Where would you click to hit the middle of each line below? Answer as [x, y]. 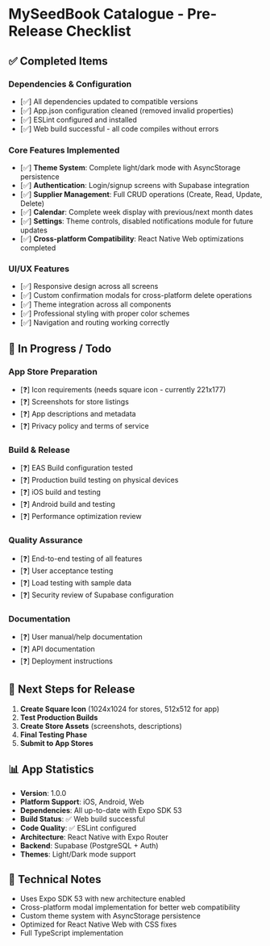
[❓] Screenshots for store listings [74, 402]
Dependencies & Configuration [70, 84]
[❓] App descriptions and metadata [78, 414]
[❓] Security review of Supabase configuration [97, 595]
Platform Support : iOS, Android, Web [82, 802]
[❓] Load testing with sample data [75, 583]
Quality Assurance [46, 540]
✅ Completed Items [58, 61]
